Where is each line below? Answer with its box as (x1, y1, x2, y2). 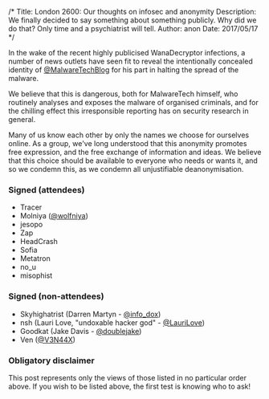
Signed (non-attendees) (8, 291, 104, 302)
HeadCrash (19, 237, 58, 246)
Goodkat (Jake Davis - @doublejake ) (19, 326, 142, 336)
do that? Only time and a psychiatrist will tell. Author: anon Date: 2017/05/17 (8, 24, 259, 33)
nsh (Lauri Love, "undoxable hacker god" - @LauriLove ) (19, 317, 206, 328)
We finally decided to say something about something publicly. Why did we (8, 15, 257, 25)
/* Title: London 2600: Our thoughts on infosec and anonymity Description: (8, 7, 257, 16)
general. (8, 115, 36, 124)
